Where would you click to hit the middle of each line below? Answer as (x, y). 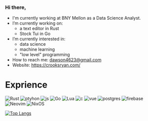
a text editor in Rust (39, 29)
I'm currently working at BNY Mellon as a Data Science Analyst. (76, 18)
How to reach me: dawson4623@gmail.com (57, 60)
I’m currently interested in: (39, 39)
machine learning (37, 49)
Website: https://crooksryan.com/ (46, 65)
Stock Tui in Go (35, 34)
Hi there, (15, 7)
